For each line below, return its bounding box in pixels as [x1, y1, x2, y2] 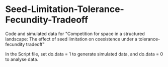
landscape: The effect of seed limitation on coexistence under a [5, 36, 137, 42]
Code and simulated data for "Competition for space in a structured [5, 30, 145, 36]
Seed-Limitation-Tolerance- [5, 3, 124, 15]
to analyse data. [5, 56, 39, 62]
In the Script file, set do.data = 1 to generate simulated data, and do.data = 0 [5, 51, 163, 57]
